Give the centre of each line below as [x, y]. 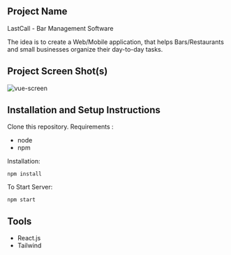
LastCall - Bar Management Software [60, 28]
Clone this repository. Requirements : [60, 127]
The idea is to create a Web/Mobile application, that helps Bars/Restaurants [116, 42]
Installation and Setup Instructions [84, 110]
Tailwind [29, 246]
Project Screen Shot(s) [58, 72]
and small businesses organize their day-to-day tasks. [85, 49]
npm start [22, 200]
